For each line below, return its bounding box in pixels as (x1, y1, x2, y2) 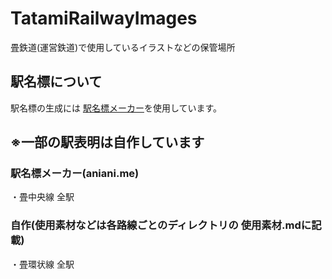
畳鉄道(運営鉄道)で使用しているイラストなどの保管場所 (10, 41, 236, 53)
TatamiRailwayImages (10, 7, 198, 30)
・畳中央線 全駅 (10, 191, 75, 203)
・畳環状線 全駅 (10, 258, 75, 270)
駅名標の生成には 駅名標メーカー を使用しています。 (10, 102, 223, 114)
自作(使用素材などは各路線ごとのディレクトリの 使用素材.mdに (10, 218, 312, 232)
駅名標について (10, 73, 103, 91)
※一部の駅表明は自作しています (10, 134, 205, 151)
